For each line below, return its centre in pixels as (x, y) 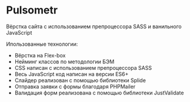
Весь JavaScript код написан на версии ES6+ (71, 74)
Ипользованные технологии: (42, 44)
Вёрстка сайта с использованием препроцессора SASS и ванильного (94, 26)
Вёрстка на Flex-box (40, 55)
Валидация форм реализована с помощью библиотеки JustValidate (99, 93)
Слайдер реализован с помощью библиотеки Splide (80, 80)
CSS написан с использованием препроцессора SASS (83, 67)
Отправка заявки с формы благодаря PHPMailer (75, 86)
